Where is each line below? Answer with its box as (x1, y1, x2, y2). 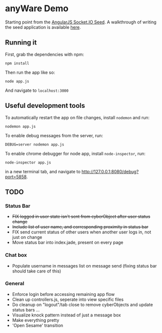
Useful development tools (5, 102, 85, 110)
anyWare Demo (5, 3, 69, 14)
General (5, 280, 24, 287)
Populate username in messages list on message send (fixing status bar (12, 263, 157, 269)
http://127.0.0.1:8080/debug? (81, 168, 139, 174)
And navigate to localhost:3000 (5, 87, 69, 93)
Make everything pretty (12, 317, 60, 323)
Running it (5, 39, 37, 47)
